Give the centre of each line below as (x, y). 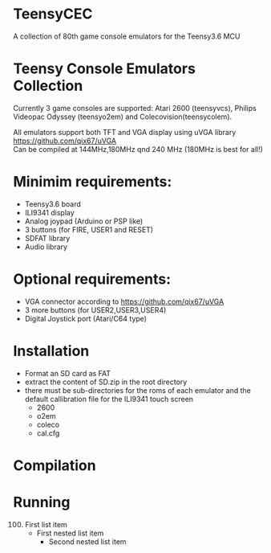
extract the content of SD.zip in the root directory (106, 382)
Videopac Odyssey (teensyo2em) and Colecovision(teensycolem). (123, 117)
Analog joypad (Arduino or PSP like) (84, 221)
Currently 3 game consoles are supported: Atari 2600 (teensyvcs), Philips (135, 108)
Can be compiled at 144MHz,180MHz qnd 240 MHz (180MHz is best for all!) (138, 149)
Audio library (46, 247)
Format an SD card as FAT (68, 373)
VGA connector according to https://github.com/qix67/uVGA (124, 301)
